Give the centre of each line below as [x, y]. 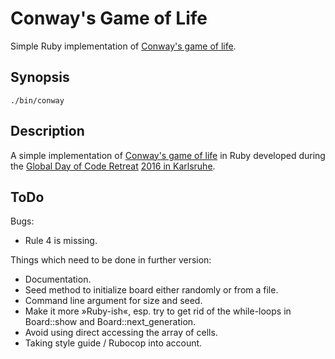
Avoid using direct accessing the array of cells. [121, 333]
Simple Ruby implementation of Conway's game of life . [123, 46]
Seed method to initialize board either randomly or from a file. [151, 290]
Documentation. [58, 279]
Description [47, 131]
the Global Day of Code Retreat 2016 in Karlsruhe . [113, 166]
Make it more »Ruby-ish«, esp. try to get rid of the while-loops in [158, 311]
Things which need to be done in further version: [111, 260]
